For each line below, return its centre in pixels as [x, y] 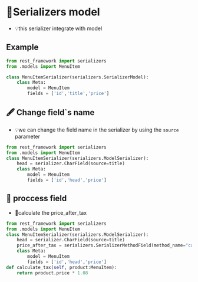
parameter [27, 136]
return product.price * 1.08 [52, 273]
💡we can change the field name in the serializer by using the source [97, 130]
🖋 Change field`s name [50, 112]
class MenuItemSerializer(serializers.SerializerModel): [77, 77]
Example [22, 47]
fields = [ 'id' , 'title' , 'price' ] [68, 94]
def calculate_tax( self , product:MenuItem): [62, 267]
